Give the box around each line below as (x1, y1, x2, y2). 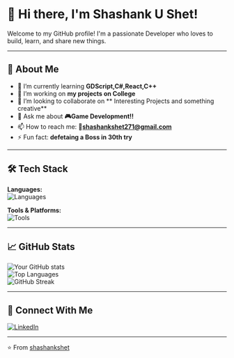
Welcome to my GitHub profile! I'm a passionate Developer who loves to (7, 29, 214, 38)
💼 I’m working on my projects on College (17, 89, 136, 98)
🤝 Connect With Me (7, 304, 93, 316)
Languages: (7, 185, 43, 194)
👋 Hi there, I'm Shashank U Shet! (7, 6, 198, 22)
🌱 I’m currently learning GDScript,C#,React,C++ (17, 81, 157, 90)
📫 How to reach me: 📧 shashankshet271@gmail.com (17, 122, 172, 131)
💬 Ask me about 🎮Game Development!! (17, 111, 134, 120)
